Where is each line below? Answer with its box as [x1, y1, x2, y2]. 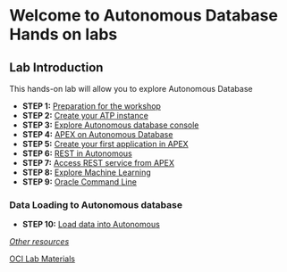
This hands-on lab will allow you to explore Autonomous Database [9, 84, 253, 94]
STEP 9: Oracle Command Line [21, 177, 137, 187]
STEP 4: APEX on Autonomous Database [21, 129, 173, 139]
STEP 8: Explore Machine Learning [21, 167, 152, 177]
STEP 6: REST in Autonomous [21, 148, 132, 159]
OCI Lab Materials [9, 253, 76, 264]
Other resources [9, 236, 70, 247]
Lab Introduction [9, 60, 104, 75]
